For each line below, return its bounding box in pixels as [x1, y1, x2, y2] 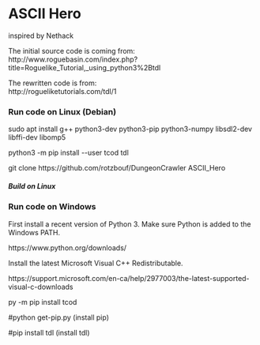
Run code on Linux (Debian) [8, 106, 117, 117]
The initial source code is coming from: [8, 46, 136, 55]
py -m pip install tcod [8, 297, 77, 306]
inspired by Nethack [8, 31, 73, 40]
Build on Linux [8, 181, 56, 190]
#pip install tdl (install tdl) [8, 328, 90, 337]
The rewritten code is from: [8, 78, 97, 88]
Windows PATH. [8, 227, 61, 237]
